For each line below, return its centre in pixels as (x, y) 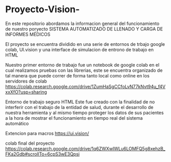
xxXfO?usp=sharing (26, 92)
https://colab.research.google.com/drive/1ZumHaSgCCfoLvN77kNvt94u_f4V (85, 86)
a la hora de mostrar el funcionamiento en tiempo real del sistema (74, 118)
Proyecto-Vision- (42, 9)
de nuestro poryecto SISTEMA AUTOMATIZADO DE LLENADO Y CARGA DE (84, 29)
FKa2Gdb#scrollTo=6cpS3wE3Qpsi (42, 154)
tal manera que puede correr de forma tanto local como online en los (77, 75)
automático (17, 123)
